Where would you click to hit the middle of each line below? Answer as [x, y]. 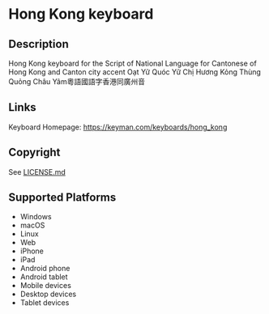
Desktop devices [48, 294]
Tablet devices [45, 303]
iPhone [32, 251]
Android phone [45, 269]
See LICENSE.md [37, 172]
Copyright [34, 153]
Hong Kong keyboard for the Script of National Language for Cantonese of [132, 63]
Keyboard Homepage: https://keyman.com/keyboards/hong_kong [118, 127]
